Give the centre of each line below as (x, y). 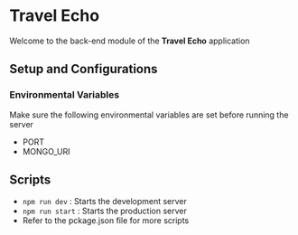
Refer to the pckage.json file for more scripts (106, 221)
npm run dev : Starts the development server (105, 202)
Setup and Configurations (84, 69)
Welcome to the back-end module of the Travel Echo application (130, 41)
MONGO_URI (46, 151)
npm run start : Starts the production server (104, 211)
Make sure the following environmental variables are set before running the (149, 115)
